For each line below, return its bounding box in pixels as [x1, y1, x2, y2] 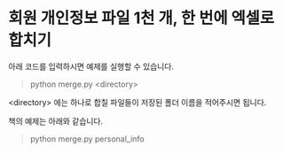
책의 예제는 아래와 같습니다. [8, 116, 104, 126]
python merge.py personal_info [29, 134, 145, 144]
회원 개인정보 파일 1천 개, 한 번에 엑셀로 [8, 8, 275, 28]
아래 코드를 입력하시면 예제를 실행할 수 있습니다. [8, 61, 175, 72]
